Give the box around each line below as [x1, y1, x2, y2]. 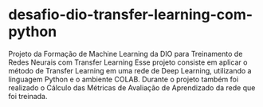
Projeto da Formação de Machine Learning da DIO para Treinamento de [8, 49, 243, 58]
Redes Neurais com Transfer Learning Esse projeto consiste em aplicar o [8, 57, 248, 67]
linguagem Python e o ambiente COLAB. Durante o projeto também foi [8, 74, 239, 84]
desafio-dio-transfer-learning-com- [8, 6, 253, 24]
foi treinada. [8, 91, 48, 101]
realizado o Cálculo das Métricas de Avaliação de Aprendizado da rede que [8, 82, 256, 93]
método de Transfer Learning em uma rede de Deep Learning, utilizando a [8, 65, 252, 75]
